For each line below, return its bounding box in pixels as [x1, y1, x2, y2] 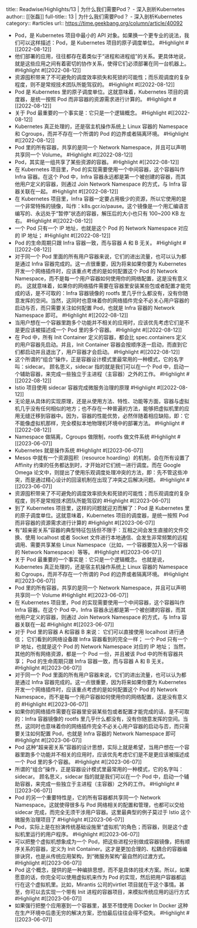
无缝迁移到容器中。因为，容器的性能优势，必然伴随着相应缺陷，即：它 [19, 413, 189, 419]
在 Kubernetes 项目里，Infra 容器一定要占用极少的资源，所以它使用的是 [14, 195, 186, 202]
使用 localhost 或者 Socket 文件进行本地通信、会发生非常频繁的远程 [25, 534, 188, 541]
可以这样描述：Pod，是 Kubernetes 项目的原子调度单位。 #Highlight [19, 39, 185, 46]
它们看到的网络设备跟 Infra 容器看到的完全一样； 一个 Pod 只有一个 [26, 636, 188, 642]
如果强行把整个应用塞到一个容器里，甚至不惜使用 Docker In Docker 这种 [14, 902, 189, 909]
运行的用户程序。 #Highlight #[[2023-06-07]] [30, 831, 140, 837]
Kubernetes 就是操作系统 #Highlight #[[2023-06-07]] [14, 447, 144, 454]
